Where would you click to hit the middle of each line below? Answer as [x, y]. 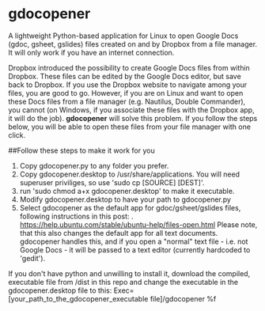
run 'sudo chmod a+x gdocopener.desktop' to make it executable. [127, 191]
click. [17, 135]
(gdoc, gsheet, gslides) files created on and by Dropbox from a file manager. [133, 44]
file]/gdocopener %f [183, 298]
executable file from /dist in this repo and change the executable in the [123, 282]
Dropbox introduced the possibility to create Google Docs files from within [129, 67]
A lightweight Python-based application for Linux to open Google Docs [123, 36]
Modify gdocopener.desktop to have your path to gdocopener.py [125, 199]
